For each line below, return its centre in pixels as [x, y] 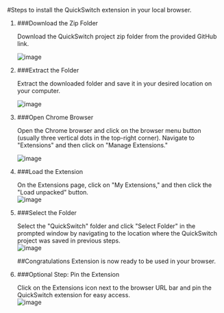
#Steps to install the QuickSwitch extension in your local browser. [99, 10]
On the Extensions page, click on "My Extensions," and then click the [114, 185]
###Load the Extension [50, 172]
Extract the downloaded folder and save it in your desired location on [114, 84]
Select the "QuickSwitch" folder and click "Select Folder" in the [106, 226]
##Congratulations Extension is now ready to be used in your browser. [116, 261]
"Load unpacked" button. [53, 192]
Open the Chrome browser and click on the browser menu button [109, 130]
